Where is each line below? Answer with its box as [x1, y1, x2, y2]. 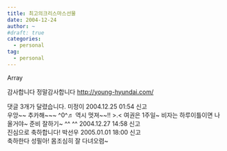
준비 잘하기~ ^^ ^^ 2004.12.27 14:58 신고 [29, 119, 141, 128]
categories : [7, 36, 41, 43]
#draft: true [7, 29, 45, 36]
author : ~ [7, 23, 36, 30]
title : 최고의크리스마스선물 [7, 10, 76, 17]
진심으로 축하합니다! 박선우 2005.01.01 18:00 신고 [7, 128, 141, 136]
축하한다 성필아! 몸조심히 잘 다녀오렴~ [7, 137, 109, 145]
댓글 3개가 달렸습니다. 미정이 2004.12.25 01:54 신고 [7, 102, 148, 111]
